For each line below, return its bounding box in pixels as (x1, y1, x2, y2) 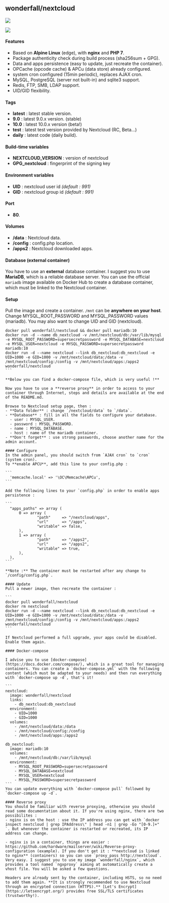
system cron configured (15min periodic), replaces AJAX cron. (12, 71, 143, 78)
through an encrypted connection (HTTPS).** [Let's (5, 884, 116, 889)
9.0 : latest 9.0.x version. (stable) (12, 116, 82, 122)
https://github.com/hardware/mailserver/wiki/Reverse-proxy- (5, 844, 137, 850)
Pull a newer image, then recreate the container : (5, 586, 116, 591)
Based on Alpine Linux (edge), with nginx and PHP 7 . (12, 50, 124, 56)
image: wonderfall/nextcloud (10, 693, 71, 698)
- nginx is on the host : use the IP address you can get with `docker (5, 818, 159, 823)
